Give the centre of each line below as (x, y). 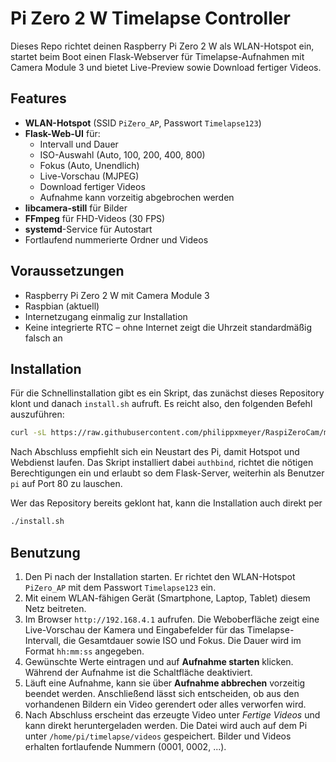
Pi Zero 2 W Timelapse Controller (150, 18)
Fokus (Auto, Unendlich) (89, 165)
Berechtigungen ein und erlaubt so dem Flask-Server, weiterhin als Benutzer (167, 473)
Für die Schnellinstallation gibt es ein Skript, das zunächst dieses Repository (167, 393)
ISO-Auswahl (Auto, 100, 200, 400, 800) (122, 154)
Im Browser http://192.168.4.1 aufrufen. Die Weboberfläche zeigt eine (172, 619)
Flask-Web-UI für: (62, 133)
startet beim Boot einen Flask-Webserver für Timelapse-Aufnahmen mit (157, 56)
